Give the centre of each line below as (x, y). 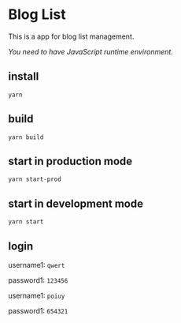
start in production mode (70, 161)
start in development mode (76, 203)
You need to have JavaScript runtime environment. (90, 51)
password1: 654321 (38, 311)
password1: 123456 (38, 280)
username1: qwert (37, 265)
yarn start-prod (35, 179)
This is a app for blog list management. (71, 36)
